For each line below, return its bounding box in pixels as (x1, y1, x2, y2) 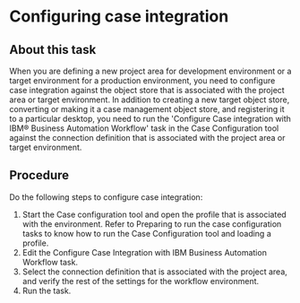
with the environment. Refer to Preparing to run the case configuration (21, 218, 282, 229)
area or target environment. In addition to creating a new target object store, (9, 94, 290, 105)
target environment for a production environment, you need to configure (9, 75, 276, 86)
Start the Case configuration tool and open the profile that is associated (21, 209, 287, 220)
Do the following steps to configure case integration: (9, 191, 203, 203)
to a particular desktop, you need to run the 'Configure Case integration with (9, 114, 291, 124)
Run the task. (21, 285, 72, 296)
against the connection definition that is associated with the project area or (9, 133, 286, 143)
